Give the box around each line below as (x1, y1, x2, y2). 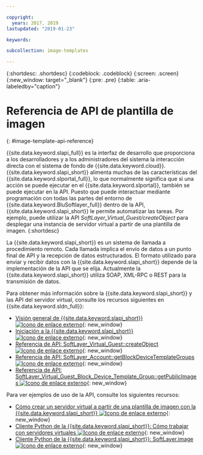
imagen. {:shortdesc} (6, 227, 60, 235)
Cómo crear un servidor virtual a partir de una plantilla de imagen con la (15, 403, 196, 410)
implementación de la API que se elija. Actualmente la (6, 265, 141, 272)
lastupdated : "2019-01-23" (6, 26, 75, 32)
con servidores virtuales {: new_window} (15, 429, 185, 437)
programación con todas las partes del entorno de (6, 195, 132, 202)
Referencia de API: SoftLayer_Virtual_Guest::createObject (15, 340, 158, 348)
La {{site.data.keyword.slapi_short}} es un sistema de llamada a (6, 239, 166, 246)
